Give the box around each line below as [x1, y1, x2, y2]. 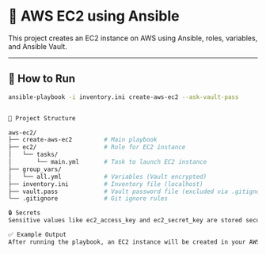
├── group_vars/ [8, 165, 62, 173]
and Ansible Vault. [8, 41, 67, 51]
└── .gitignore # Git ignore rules [8, 195, 169, 203]
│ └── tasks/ [8, 150, 59, 159]
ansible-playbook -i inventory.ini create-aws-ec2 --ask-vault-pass [8, 93, 239, 101]
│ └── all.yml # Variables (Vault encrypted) [8, 172, 207, 180]
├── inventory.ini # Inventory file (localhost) [8, 180, 203, 188]
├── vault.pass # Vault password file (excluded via [8, 188, 228, 195]
